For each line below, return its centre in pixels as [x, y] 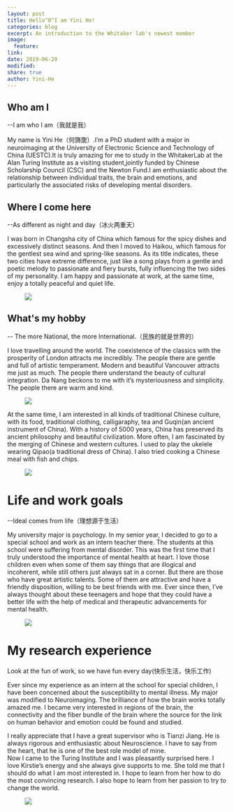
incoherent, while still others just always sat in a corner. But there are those [115, 572]
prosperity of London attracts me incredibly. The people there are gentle [111, 357]
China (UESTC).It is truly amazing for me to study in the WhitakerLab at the [115, 156]
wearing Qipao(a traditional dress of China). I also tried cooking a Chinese [114, 451]
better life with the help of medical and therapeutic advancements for [107, 601]
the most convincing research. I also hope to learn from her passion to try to [117, 780]
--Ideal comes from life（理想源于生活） [65, 521]
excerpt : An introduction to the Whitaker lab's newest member [101, 33]
